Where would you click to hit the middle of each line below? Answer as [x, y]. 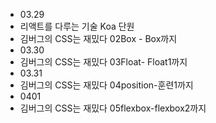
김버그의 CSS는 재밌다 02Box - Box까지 [98, 38]
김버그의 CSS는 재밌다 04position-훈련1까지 [106, 85]
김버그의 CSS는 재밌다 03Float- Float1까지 [103, 62]
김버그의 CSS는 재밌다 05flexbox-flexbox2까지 [113, 108]
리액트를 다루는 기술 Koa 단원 [77, 26]
